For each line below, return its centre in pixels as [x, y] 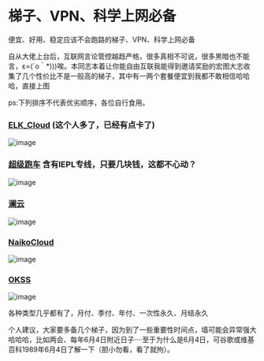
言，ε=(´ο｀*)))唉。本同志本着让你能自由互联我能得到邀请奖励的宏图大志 [126, 66]
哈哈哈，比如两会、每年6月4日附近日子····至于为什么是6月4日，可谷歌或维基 [131, 340]
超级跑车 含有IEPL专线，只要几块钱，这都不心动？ [102, 165]
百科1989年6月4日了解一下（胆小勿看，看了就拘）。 [91, 350]
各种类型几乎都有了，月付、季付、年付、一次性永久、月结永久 [108, 313]
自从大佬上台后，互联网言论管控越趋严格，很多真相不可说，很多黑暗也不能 [129, 56]
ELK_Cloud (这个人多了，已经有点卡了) [82, 125]
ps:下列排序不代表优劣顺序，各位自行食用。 [79, 102]
